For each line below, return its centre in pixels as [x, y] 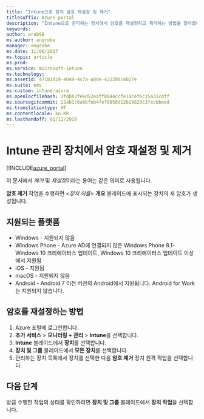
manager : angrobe [28, 46]
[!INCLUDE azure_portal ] [36, 168]
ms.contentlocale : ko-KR [38, 113]
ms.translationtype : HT [36, 108]
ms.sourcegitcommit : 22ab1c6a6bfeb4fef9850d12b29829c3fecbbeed [88, 102]
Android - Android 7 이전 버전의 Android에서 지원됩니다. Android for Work [105, 283]
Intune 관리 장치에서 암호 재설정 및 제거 [99, 151]
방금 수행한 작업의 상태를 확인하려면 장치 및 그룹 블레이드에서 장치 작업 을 [92, 402]
